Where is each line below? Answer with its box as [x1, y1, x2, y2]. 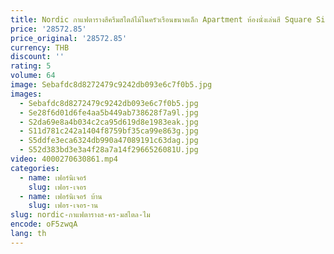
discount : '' [10, 52, 65, 62]
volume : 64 [10, 71, 56, 81]
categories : [10, 163, 60, 173]
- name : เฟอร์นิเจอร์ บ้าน [19, 191, 103, 201]
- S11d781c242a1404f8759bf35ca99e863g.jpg [19, 126, 199, 136]
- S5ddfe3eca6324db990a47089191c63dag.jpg [19, 136, 199, 146]
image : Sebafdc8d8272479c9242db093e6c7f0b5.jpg [10, 80, 213, 90]
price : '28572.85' [10, 24, 87, 34]
